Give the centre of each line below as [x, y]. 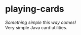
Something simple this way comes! [40, 22]
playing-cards [35, 9]
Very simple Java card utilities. [36, 27]
